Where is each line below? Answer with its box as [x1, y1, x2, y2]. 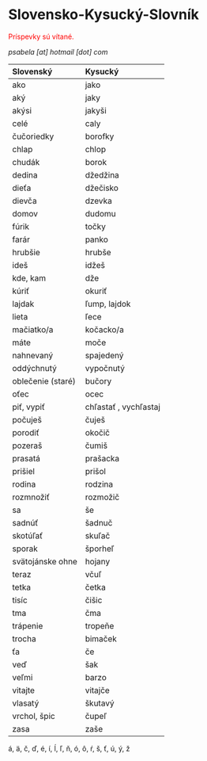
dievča [12, 195, 37, 206]
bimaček [85, 633, 117, 644]
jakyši [85, 105, 107, 116]
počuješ [12, 414, 42, 425]
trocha [12, 633, 37, 644]
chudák [12, 156, 40, 167]
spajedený [85, 350, 124, 361]
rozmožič [85, 491, 120, 503]
